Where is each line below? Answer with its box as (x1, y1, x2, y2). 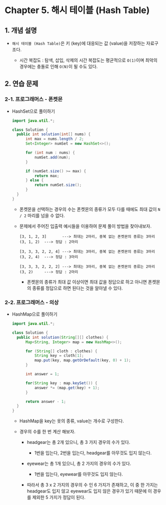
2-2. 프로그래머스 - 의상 (4, 299, 59, 306)
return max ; (34, 173, 59, 178)
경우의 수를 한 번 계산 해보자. (19, 429, 75, 435)
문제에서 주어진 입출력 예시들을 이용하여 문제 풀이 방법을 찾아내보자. (19, 223, 152, 229)
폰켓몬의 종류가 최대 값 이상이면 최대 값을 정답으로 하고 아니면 (26, 279, 147, 285)
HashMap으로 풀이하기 (11, 311, 58, 317)
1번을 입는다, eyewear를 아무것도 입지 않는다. (34, 471, 123, 477)
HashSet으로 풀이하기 (11, 108, 55, 114)
